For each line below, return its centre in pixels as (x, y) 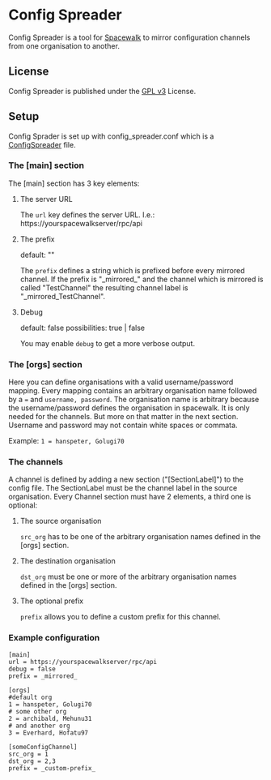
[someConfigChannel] (43, 747)
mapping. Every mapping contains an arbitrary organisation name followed (133, 391)
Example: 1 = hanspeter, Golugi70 (66, 441)
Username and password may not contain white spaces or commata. (123, 425)
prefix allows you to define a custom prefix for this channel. (120, 617)
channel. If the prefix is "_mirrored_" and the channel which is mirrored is (142, 279)
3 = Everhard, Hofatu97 (49, 733)
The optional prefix (51, 601)
